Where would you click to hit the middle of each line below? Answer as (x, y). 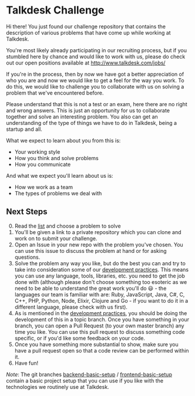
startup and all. (24, 129)
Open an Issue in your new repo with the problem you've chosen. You (99, 245)
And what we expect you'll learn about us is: (60, 175)
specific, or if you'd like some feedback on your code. (80, 338)
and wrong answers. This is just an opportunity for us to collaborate (88, 110)
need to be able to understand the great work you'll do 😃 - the (90, 288)
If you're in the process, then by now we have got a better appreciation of (95, 74)
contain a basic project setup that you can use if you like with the (85, 380)
